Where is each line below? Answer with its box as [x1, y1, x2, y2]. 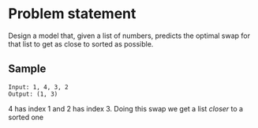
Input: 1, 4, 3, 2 [8, 83, 69, 91]
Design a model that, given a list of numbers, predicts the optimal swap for [8, 31, 251, 40]
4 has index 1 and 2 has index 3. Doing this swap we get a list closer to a [8, 104, 243, 113]
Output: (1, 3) [8, 90, 58, 98]
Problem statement [8, 5, 136, 23]
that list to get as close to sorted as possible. [8, 39, 154, 48]
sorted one [8, 112, 44, 122]
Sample [8, 62, 47, 76]
